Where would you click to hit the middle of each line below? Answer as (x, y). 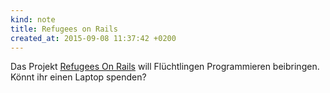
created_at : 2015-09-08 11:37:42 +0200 (93, 38)
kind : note (33, 19)
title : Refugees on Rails (64, 29)
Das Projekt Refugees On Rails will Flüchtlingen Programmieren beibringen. (165, 67)
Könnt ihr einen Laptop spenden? (78, 77)
